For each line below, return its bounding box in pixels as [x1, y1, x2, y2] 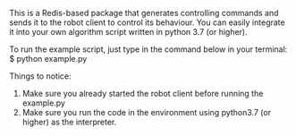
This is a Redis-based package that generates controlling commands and [9, 8, 279, 18]
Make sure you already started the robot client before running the [21, 89, 264, 98]
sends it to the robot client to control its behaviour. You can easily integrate [9, 17, 285, 28]
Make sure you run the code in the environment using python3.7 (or [21, 107, 271, 117]
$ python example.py [9, 54, 88, 64]
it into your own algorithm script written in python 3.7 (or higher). [9, 27, 248, 37]
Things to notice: [9, 71, 72, 81]
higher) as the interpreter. [21, 116, 117, 127]
